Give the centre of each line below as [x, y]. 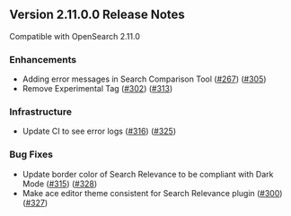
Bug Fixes [31, 154]
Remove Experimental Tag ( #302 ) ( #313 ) [97, 89]
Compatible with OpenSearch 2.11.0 [75, 36]
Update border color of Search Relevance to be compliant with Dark [148, 174]
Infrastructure [41, 112]
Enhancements [43, 59]
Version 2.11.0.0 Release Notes [97, 15]
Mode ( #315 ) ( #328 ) [60, 184]
